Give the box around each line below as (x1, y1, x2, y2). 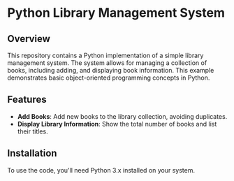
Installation (7, 147, 57, 159)
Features (7, 94, 47, 106)
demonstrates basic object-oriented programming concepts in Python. (7, 73, 210, 82)
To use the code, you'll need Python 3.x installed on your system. (7, 166, 196, 174)
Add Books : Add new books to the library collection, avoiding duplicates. (17, 112, 228, 120)
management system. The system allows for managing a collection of (7, 59, 207, 67)
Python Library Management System (7, 5, 226, 21)
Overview (7, 33, 51, 45)
